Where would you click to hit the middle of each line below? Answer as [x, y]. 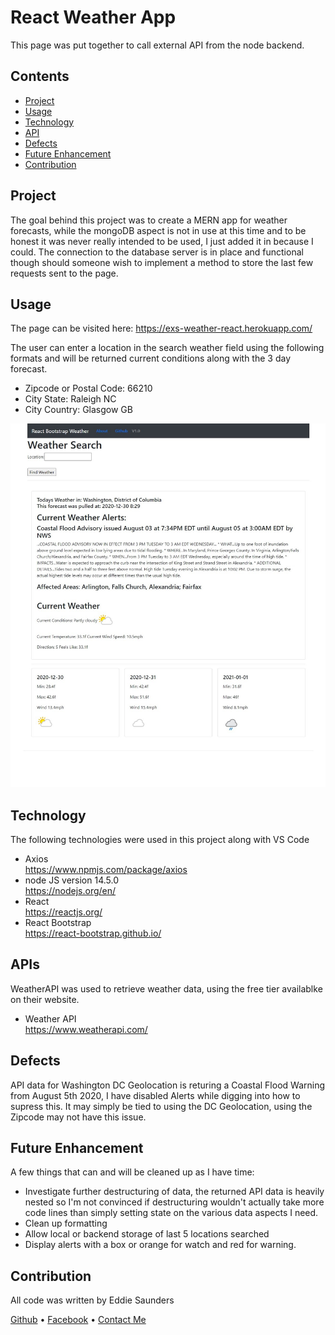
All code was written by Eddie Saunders [92, 1300]
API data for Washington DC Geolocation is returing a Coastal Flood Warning [168, 1085]
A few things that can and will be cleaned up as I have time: [132, 1172]
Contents [40, 76]
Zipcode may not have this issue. [78, 1117]
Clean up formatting [66, 1223]
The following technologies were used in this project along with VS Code [160, 840]
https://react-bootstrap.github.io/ [93, 933]
